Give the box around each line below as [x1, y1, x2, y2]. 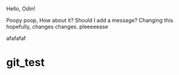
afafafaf [6, 35, 26, 41]
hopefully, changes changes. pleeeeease [6, 23, 108, 30]
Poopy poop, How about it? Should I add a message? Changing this [6, 17, 174, 23]
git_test [6, 56, 45, 70]
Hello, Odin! [6, 5, 36, 12]
